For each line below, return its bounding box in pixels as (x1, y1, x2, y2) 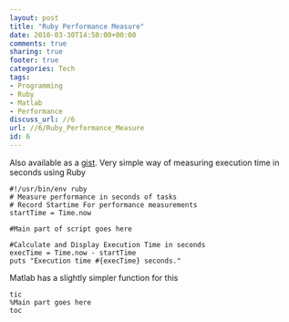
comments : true (9, 38, 67, 48)
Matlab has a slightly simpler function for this (9, 272, 179, 283)
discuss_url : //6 (9, 115, 76, 124)
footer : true (9, 56, 59, 65)
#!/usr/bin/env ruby (9, 184, 88, 193)
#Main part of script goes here (9, 224, 132, 234)
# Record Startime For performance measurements (9, 200, 198, 210)
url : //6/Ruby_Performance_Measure (9, 124, 145, 133)
